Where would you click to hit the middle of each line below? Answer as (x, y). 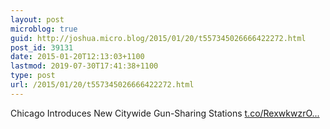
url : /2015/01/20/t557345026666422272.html (102, 85)
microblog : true (44, 29)
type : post (33, 76)
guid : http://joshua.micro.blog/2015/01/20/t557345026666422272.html (158, 38)
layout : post (37, 19)
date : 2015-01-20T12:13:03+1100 (77, 57)
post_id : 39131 (42, 47)
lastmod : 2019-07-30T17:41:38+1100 (84, 66)
